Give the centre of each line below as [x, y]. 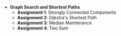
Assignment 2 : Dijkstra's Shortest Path [57, 18]
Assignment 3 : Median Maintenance [55, 23]
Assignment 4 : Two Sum [42, 28]
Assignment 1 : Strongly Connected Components [67, 12]
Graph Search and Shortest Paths [45, 7]
